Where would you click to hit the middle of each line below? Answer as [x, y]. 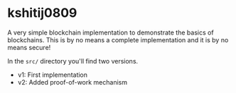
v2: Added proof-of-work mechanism [73, 82]
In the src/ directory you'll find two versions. [73, 61]
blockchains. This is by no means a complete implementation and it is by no [118, 39]
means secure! [29, 47]
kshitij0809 [42, 13]
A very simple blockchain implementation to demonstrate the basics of [111, 32]
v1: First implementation [52, 75]
